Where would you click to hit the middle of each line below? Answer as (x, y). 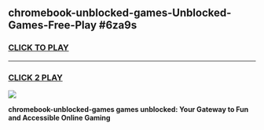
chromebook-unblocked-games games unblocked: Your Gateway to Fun (128, 109)
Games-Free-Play (52, 26)
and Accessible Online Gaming (59, 117)
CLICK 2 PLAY (35, 77)
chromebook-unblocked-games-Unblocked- (120, 13)
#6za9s (118, 26)
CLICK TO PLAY (38, 48)
